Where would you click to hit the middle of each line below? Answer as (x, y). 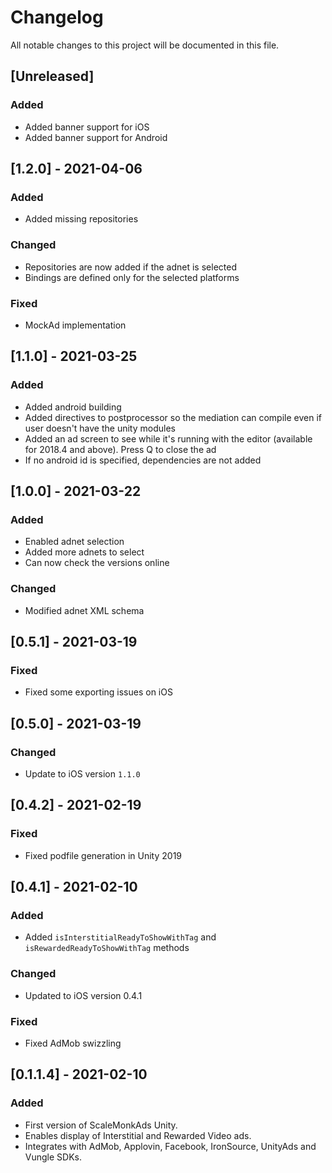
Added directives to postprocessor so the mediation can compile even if (173, 417)
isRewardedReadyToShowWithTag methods (107, 948)
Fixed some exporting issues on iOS (98, 692)
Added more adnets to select (84, 552)
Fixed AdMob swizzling (73, 1043)
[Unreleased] (52, 76)
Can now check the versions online (97, 563)
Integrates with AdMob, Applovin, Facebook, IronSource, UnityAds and (170, 1146)
